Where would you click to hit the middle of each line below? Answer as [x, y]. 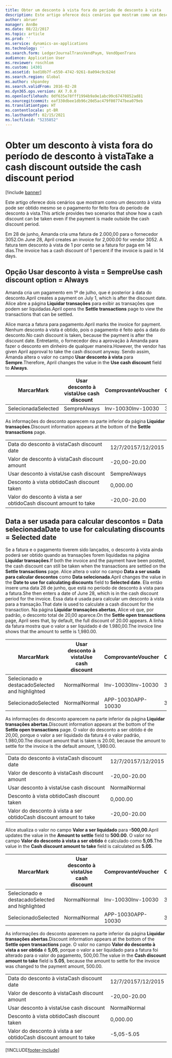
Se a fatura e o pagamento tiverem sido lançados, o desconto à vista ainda [84, 550]
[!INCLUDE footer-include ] [33, 1050]
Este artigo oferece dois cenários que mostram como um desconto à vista [83, 202]
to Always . [17, 368]
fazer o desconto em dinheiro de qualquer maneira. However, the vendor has [86, 346]
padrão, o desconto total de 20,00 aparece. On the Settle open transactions [85, 615]
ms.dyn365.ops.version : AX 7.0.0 [41, 91]
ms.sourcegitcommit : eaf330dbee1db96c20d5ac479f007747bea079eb [74, 101]
